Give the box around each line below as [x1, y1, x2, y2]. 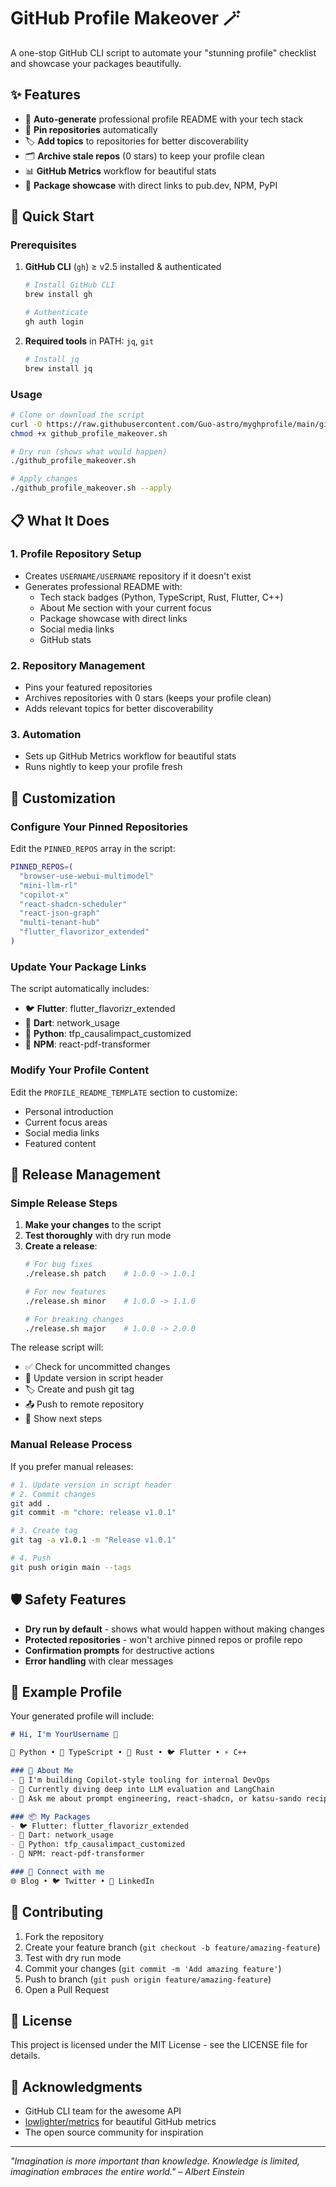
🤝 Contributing [10, 1904, 104, 1921]
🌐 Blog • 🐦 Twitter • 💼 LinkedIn [10, 1876, 155, 1886]
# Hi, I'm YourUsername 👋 [10, 1730, 118, 1740]
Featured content [24, 1137, 97, 1149]
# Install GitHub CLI [24, 280, 115, 290]
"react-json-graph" [19, 908, 101, 919]
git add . [10, 1498, 52, 1509]
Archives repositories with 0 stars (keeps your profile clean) [24, 692, 272, 704]
